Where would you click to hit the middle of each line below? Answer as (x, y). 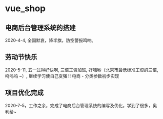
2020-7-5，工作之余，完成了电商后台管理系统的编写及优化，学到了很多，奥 (81, 105)
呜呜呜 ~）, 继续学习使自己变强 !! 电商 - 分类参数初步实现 (62, 76)
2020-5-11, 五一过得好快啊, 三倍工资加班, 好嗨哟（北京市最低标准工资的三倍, (82, 70)
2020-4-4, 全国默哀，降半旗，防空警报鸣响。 (51, 40)
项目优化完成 (24, 93)
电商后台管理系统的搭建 (40, 28)
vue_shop (25, 9)
